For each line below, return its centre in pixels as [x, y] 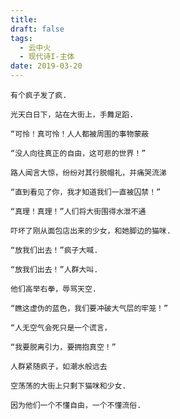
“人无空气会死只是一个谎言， [61, 328]
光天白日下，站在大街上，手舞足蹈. [72, 115]
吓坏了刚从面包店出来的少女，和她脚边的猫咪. [91, 231]
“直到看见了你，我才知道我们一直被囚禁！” [86, 192]
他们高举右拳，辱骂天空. [53, 289]
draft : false [37, 29]
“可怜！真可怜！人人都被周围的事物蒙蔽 [80, 134]
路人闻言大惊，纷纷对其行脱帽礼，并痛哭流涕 [88, 173]
